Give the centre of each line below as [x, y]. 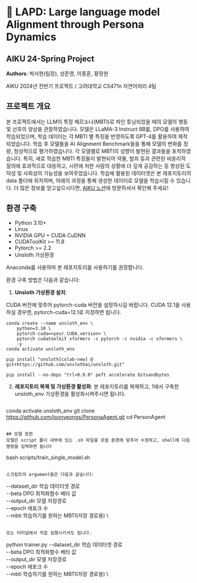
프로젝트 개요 [29, 106]
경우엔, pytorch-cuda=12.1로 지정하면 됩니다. [69, 312]
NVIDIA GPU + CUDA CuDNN [50, 235]
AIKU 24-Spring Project [50, 59]
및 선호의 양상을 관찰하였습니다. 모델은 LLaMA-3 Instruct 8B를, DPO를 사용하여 [98, 129]
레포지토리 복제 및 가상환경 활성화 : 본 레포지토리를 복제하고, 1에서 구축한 [97, 386]
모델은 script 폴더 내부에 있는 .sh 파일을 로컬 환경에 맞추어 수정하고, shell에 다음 [98, 440]
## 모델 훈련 [20, 434]
